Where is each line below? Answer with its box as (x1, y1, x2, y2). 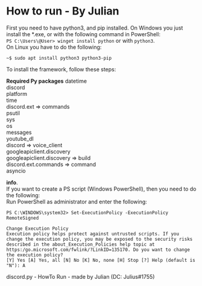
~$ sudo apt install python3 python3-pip (6, 55, 112, 61)
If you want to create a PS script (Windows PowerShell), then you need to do (6, 185, 197, 192)
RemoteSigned (6, 215, 39, 221)
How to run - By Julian (6, 4, 119, 18)
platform (6, 90, 27, 97)
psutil (6, 109, 20, 116)
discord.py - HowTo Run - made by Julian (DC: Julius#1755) (6, 273, 155, 280)
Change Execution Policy (6, 225, 69, 232)
